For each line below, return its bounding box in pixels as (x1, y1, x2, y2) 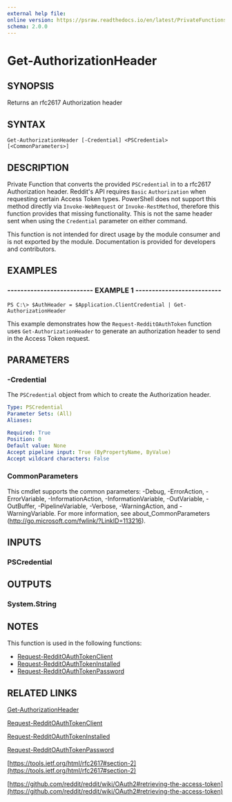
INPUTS (7, 537, 41, 548)
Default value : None (7, 442, 67, 449)
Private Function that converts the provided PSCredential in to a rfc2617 (7, 180, 211, 188)
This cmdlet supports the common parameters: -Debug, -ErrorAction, (7, 487, 205, 495)
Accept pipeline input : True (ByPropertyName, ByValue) (7, 449, 171, 456)
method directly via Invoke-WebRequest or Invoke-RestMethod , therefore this (7, 202, 220, 210)
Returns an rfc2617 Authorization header (7, 98, 123, 107)
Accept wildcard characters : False (7, 455, 110, 462)
